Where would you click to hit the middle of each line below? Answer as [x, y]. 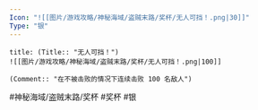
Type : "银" [29, 26]
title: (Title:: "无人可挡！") [64, 52]
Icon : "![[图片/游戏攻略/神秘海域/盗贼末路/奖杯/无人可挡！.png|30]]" [129, 17]
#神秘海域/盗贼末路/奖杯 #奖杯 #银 [73, 97]
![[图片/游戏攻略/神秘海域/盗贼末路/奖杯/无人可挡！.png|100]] [116, 62]
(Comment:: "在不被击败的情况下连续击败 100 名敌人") [101, 79]
